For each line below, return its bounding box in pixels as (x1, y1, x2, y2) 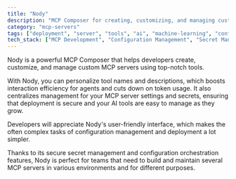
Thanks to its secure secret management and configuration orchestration (7, 149, 219, 157)
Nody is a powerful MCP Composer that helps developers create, (7, 55, 196, 64)
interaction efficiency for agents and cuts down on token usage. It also (7, 84, 211, 93)
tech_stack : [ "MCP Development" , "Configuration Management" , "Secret (7, 37, 218, 44)
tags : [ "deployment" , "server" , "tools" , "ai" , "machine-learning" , (7, 29, 212, 37)
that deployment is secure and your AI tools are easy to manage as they (7, 99, 216, 107)
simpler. (7, 135, 30, 144)
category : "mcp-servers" (7, 23, 80, 30)
